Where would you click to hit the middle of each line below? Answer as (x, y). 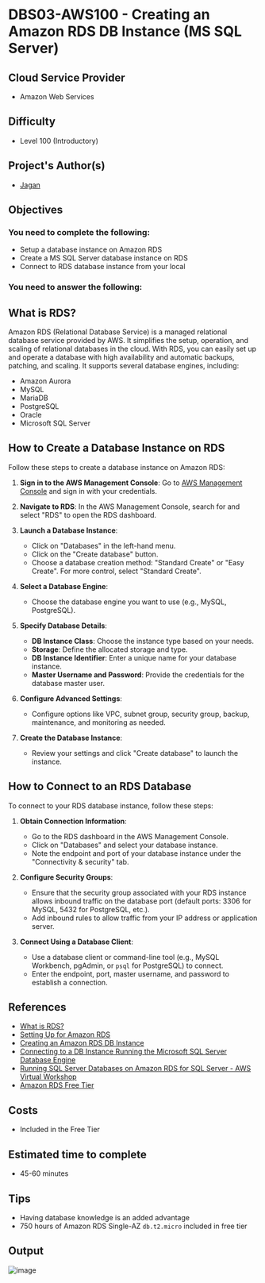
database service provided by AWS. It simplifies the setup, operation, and (128, 341)
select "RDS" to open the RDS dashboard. (88, 514)
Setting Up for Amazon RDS (65, 1034)
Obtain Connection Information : (73, 821)
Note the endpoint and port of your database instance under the (136, 853)
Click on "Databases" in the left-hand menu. (104, 545)
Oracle (31, 415)
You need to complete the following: (79, 232)
